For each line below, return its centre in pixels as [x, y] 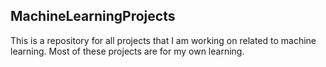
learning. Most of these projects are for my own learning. [127, 51]
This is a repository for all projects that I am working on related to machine [163, 40]
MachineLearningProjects [93, 16]
